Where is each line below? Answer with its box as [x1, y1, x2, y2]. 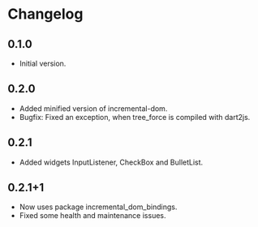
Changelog [7, 5, 84, 24]
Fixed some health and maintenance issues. [19, 211, 166, 221]
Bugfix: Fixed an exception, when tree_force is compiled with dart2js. [19, 112, 251, 122]
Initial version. [19, 58, 67, 68]
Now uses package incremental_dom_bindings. [19, 202, 178, 212]
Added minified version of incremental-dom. [19, 103, 168, 113]
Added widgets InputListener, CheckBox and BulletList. [19, 157, 204, 167]
